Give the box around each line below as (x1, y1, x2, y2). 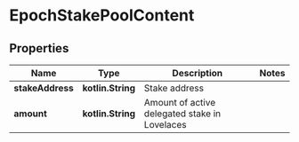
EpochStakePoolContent (9, 5, 195, 26)
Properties (9, 41, 69, 56)
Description (172, 67, 223, 79)
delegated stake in (143, 107, 222, 120)
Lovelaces (143, 119, 187, 130)
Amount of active (143, 97, 216, 108)
